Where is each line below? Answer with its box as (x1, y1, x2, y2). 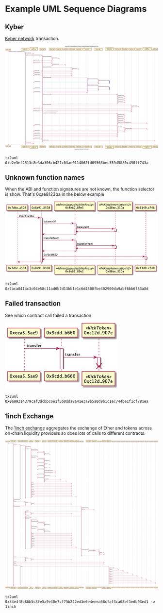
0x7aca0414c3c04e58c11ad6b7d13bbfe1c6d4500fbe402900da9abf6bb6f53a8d (5, 286, 149, 291)
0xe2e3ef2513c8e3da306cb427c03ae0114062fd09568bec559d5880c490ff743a (5, 160, 149, 165)
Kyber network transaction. (5, 35, 60, 41)
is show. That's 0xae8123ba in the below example (5, 191, 104, 197)
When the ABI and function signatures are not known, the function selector (5, 186, 155, 192)
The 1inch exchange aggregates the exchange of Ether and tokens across (5, 425, 152, 431)
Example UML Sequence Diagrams (5, 3, 147, 15)
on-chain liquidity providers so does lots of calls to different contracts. (5, 430, 146, 436)
